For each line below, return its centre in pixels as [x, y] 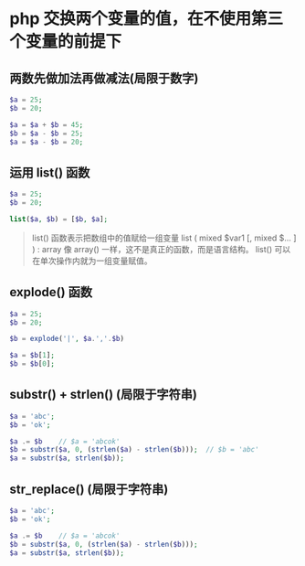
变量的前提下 [74, 42]
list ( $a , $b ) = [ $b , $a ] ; [58, 219]
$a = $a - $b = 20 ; [47, 142]
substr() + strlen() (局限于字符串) [104, 395]
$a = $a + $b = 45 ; [47, 124]
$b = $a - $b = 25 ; [47, 133]
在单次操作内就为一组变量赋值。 [92, 261]
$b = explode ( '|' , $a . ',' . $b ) [67, 339]
